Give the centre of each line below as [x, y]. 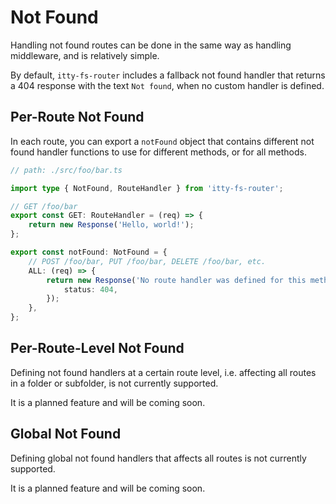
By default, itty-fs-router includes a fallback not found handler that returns [168, 75]
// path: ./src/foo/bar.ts [66, 170]
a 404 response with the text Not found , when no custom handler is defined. [167, 85]
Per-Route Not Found [77, 117]
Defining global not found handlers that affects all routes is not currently [158, 458]
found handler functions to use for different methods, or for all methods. [158, 152]
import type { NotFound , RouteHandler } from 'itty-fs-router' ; [147, 188]
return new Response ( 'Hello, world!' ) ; [111, 225]
